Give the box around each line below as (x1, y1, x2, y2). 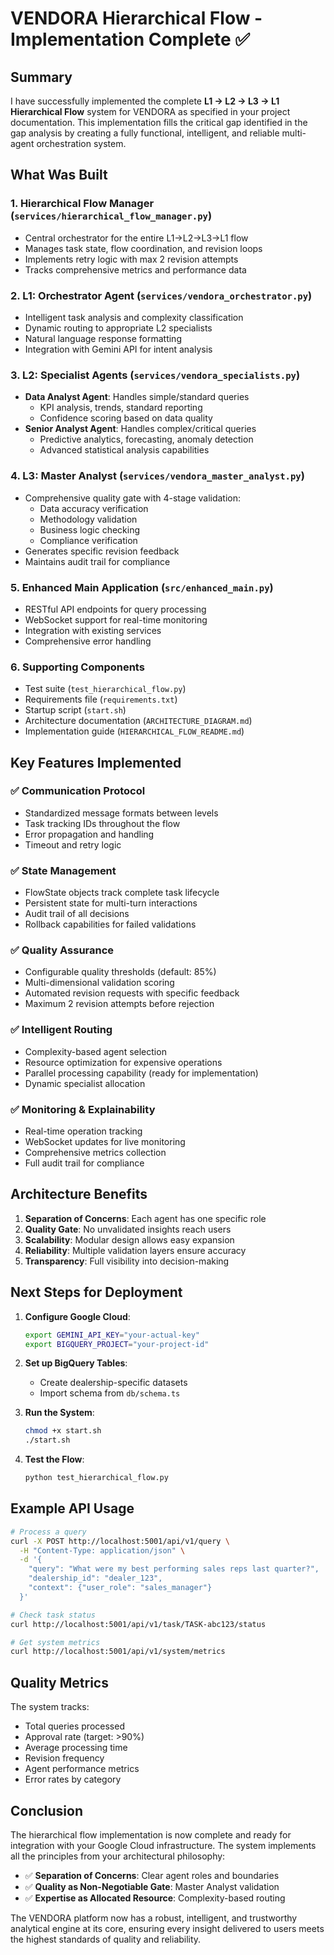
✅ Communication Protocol (10, 784, 146, 798)
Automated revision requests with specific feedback (24, 987, 240, 999)
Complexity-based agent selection (24, 1045, 167, 1057)
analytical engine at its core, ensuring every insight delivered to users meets (10, 1922, 325, 1934)
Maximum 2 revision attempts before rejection (24, 998, 215, 1010)
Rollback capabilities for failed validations (24, 918, 197, 931)
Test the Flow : (24, 1453, 85, 1466)
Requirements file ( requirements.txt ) (24, 693, 178, 706)
